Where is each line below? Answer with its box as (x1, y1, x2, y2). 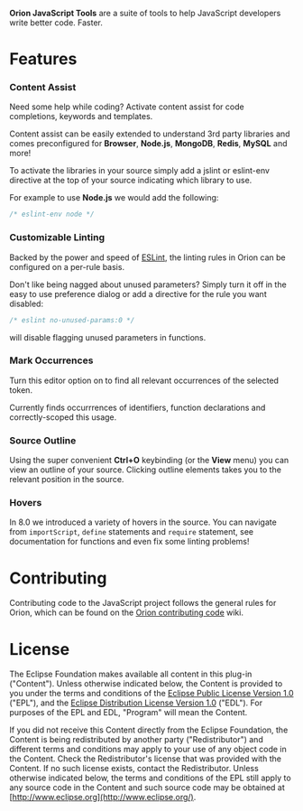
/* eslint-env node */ (9, 210, 95, 219)
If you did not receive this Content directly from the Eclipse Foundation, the (9, 724, 289, 735)
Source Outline (9, 433, 77, 446)
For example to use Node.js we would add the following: (9, 192, 219, 203)
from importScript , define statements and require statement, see (9, 527, 254, 537)
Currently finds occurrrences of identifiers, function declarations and (9, 402, 266, 413)
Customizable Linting (9, 231, 106, 244)
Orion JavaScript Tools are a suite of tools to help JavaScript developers (9, 8, 281, 18)
